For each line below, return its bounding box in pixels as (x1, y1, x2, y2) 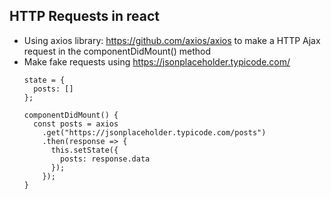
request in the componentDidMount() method (23, 45, 212, 57)
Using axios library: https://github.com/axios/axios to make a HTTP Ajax (23, 34, 321, 46)
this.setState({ (50, 145, 119, 155)
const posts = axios (33, 119, 119, 129)
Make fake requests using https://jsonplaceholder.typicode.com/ (23, 55, 291, 68)
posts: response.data (60, 154, 151, 164)
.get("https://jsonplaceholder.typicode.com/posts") (42, 127, 267, 138)
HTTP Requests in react (9, 8, 160, 25)
